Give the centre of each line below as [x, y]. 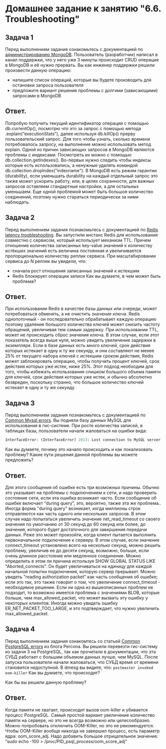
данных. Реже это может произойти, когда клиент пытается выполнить [81, 535]
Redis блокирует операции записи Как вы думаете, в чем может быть [86, 276]
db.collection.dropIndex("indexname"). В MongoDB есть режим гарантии [81, 170]
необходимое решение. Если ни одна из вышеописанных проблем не [79, 587]
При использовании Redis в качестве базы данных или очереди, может [81, 309]
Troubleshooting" [43, 19]
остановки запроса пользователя [48, 85]
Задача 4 [20, 629]
